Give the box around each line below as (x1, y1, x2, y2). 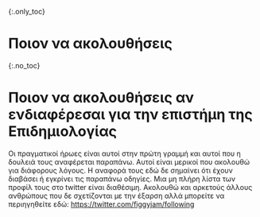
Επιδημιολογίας (8, 122, 118, 141)
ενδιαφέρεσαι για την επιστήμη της (8, 106, 253, 124)
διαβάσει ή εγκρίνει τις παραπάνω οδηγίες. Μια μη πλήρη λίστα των (8, 174, 236, 184)
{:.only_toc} (8, 7, 45, 16)
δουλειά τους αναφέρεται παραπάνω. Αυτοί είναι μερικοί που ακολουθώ (8, 157, 250, 166)
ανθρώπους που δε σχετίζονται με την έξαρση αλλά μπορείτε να (8, 191, 225, 200)
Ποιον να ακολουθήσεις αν (8, 89, 195, 107)
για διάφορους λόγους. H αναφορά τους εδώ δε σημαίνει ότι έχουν (8, 165, 233, 175)
